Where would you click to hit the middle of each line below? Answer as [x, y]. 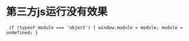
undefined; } [22, 32]
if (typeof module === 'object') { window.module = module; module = [96, 27]
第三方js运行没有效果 [57, 12]
